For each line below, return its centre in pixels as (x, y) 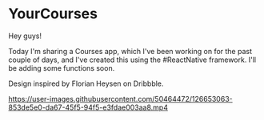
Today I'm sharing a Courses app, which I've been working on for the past (130, 51)
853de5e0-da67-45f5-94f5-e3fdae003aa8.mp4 (88, 107)
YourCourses (53, 14)
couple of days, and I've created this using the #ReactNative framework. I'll (132, 60)
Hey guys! (25, 36)
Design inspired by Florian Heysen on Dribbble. (86, 83)
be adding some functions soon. (62, 68)
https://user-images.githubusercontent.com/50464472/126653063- (121, 99)
